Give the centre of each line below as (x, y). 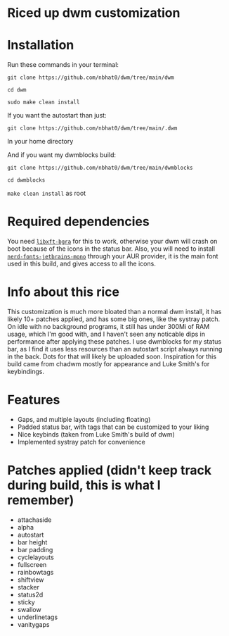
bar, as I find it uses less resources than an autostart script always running (115, 349)
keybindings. (26, 372)
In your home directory (40, 142)
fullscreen (32, 564)
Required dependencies (78, 222)
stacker (28, 587)
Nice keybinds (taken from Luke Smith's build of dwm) (96, 434)
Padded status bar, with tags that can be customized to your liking (113, 427)
